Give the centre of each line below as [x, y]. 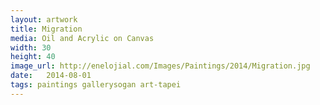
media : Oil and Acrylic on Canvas [82, 38]
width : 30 [31, 47]
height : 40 [33, 57]
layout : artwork [44, 19]
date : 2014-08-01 [51, 76]
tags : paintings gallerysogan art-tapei [96, 85]
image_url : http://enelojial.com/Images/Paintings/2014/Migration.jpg [160, 66]
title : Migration [46, 29]
